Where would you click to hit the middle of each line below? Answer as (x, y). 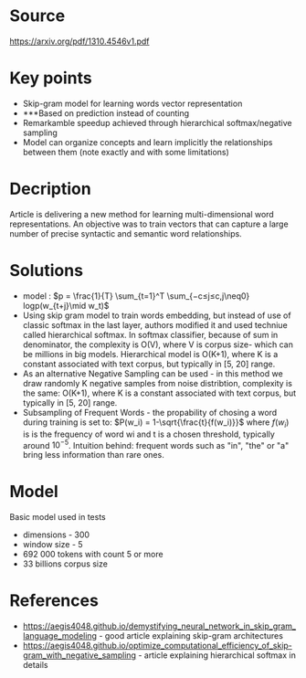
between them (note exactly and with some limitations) (126, 152)
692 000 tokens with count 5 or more (93, 555)
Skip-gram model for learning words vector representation (132, 103)
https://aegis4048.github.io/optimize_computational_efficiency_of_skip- (157, 646)
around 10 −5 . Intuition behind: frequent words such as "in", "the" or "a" (156, 444)
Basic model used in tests (58, 517)
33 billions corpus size (65, 564)
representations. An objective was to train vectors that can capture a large (149, 224)
